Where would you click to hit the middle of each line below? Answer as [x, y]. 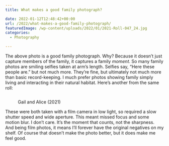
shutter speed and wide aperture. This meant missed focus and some [77, 117]
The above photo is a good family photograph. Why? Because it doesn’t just [84, 56]
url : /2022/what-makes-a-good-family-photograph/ [58, 23]
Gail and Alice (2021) [39, 102]
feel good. [16, 138]
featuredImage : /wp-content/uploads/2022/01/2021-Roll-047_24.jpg [76, 28]
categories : [18, 33]
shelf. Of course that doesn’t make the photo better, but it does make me [80, 133]
